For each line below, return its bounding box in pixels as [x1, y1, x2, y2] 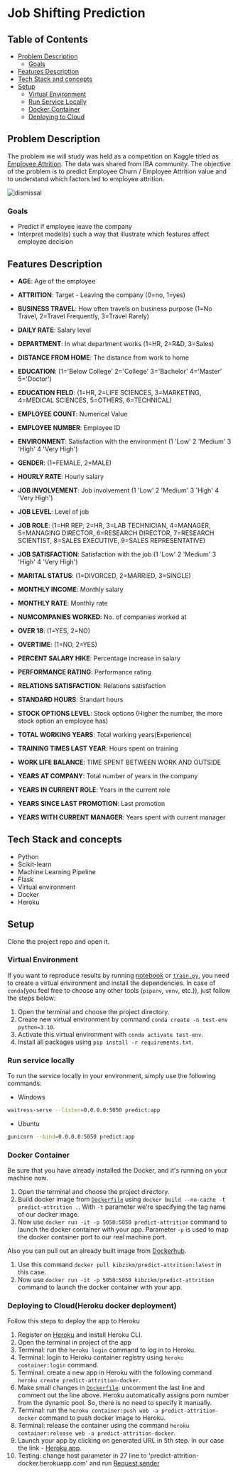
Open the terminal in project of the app [17, 1338, 131, 1347]
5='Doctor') [17, 375, 52, 383]
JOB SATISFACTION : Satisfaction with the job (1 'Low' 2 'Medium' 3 [17, 549, 217, 559]
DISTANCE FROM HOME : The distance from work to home [17, 353, 190, 362]
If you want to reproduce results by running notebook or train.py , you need [7, 971, 229, 979]
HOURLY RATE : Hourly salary [17, 472, 104, 480]
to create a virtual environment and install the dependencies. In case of [7, 979, 216, 987]
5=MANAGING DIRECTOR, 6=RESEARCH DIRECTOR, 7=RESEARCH [17, 528, 215, 537]
